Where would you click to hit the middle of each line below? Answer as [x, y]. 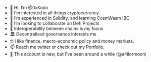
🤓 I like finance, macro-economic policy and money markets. [72, 41]
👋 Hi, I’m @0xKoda [29, 8]
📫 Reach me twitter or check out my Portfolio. [57, 47]
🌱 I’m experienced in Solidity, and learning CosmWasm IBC [70, 18]
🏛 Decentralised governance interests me [53, 34]
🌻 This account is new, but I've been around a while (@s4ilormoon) [78, 54]
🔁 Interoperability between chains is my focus [56, 29]
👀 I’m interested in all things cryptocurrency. [55, 13]
